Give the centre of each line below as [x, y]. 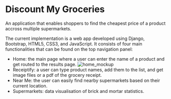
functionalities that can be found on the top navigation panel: [69, 49]
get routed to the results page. [45, 64]
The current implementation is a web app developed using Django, [75, 38]
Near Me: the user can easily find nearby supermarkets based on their [86, 80]
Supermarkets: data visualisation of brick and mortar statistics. [78, 91]
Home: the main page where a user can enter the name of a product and [89, 59]
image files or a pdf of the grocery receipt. [57, 75]
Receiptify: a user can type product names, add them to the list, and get [88, 70]
